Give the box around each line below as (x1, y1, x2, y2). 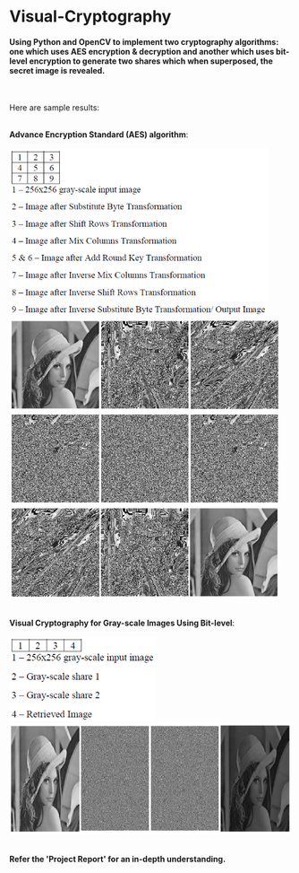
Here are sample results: (9, 102, 100, 113)
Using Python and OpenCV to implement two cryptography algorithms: (9, 36, 279, 47)
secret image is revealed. (9, 65, 106, 75)
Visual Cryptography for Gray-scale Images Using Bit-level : (9, 617, 235, 629)
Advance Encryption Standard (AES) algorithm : (9, 129, 189, 140)
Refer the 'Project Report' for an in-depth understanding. (9, 854, 226, 865)
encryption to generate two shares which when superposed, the (29, 56, 273, 66)
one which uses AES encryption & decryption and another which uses (9, 46, 275, 57)
